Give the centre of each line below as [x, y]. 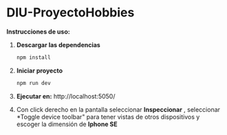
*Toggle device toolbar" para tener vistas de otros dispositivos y [108, 116]
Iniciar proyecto [40, 71]
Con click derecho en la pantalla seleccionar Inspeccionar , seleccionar [118, 109]
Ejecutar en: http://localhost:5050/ [66, 96]
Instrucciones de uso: [38, 32]
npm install [33, 57]
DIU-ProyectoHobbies [71, 13]
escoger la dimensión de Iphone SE [67, 124]
